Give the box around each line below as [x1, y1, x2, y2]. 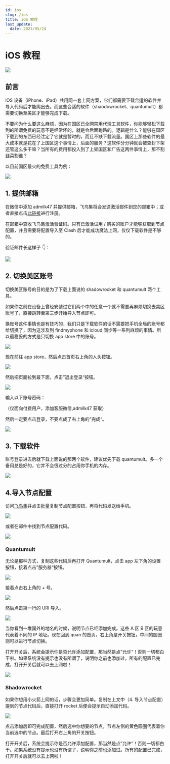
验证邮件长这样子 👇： [5, 244, 51, 250]
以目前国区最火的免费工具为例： [5, 163, 72, 169]
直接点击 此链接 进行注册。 [9, 210, 63, 216]
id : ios [5, 7, 22, 13]
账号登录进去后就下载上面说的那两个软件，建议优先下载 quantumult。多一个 [5, 456, 163, 462]
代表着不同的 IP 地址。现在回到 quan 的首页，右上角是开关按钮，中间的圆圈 [5, 632, 162, 638]
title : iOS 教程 [5, 17, 38, 22]
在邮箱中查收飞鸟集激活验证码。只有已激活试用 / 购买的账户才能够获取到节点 [5, 221, 164, 227]
